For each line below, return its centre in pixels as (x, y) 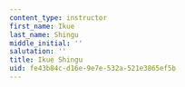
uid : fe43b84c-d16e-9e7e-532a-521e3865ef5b (93, 69)
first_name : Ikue (42, 26)
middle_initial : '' (46, 43)
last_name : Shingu (44, 34)
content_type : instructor (58, 18)
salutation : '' (38, 52)
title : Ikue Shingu (46, 60)
